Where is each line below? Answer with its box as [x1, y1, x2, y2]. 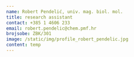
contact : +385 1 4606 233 [6, 20, 70, 26]
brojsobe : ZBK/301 [6, 31, 52, 37]
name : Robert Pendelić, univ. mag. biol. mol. [6, 8, 123, 15]
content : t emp [6, 42, 42, 48]
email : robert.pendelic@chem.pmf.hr [6, 25, 97, 31]
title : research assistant [6, 14, 73, 20]
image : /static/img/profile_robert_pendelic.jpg [6, 36, 129, 42]
